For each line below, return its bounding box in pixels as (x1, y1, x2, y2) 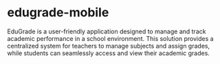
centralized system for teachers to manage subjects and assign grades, (7, 42, 210, 50)
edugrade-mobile (7, 5, 109, 20)
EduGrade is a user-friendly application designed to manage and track (7, 27, 206, 35)
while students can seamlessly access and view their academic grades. (7, 49, 210, 57)
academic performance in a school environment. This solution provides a (7, 34, 214, 42)
